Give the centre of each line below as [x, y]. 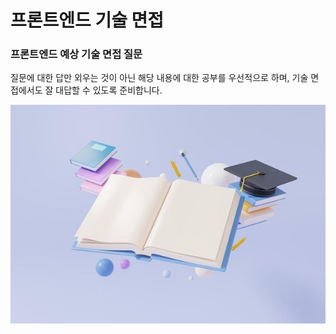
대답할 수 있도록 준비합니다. [109, 90]
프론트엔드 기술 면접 [87, 20]
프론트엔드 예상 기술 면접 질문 [76, 54]
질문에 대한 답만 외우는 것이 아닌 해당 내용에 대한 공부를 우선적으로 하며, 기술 [159, 78]
